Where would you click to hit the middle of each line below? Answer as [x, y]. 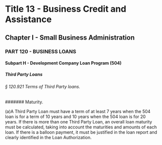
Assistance [29, 19]
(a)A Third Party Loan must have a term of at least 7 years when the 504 [78, 111]
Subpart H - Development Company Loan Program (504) [63, 63]
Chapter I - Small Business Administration [70, 37]
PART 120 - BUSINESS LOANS [41, 51]
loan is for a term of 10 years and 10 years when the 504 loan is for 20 [75, 117]
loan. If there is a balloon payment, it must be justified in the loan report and [81, 132]
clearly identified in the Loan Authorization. [48, 137]
